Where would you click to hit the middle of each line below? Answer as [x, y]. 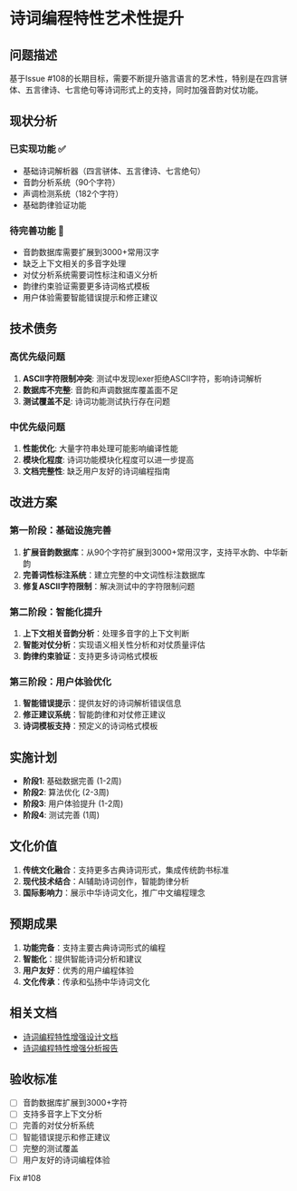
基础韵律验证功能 [54, 204]
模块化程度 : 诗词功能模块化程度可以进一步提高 [108, 459]
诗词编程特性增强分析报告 [70, 1048]
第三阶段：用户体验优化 [60, 682]
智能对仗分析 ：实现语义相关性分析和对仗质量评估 [114, 645]
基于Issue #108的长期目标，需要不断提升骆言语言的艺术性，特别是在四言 [144, 79]
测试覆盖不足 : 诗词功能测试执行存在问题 [96, 401]
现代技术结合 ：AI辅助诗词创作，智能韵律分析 [106, 881]
